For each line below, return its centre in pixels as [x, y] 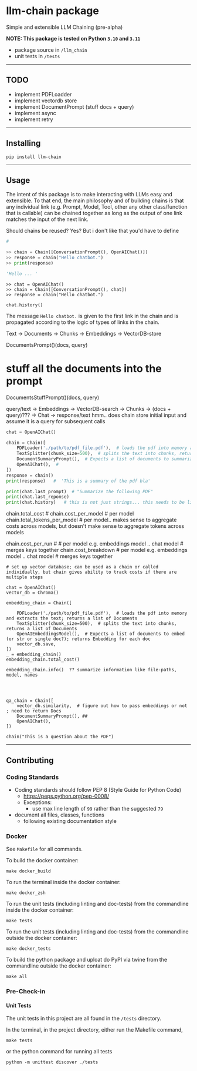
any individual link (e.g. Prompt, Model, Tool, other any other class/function [97, 207]
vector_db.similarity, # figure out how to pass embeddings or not [102, 706]
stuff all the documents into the [84, 368]
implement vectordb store [46, 101]
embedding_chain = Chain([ [39, 603]
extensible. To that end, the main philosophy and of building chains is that [95, 200]
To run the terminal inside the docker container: [64, 882]
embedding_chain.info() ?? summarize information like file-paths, [91, 670]
